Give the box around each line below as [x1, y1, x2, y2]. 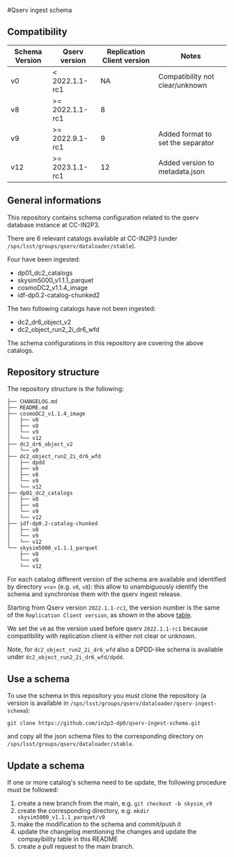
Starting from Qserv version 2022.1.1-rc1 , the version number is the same [7, 603, 220, 612]
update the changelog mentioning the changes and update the [17, 828, 197, 836]
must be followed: [7, 786, 59, 794]
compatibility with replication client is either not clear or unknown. [7, 632, 196, 640]
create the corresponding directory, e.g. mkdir [17, 807, 150, 815]
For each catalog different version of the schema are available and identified [7, 575, 226, 584]
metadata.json [158, 167, 205, 176]
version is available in [7, 699, 69, 707]
